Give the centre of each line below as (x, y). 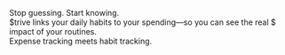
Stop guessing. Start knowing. (64, 13)
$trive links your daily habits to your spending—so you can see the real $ (143, 22)
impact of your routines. (53, 31)
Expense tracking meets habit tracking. (81, 41)
